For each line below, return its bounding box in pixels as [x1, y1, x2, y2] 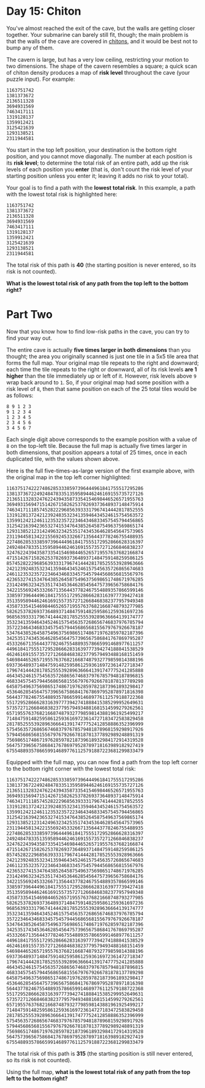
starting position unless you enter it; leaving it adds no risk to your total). [6, 172, 189, 179]
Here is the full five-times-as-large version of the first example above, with [6, 467, 195, 474]
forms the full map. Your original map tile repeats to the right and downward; [6, 359, 199, 367]
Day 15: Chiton [6, 4, 81, 18]
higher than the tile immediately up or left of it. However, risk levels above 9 [6, 372, 197, 379]
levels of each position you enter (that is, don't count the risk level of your [6, 165, 193, 173]
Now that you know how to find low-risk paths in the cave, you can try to [6, 327, 190, 335]
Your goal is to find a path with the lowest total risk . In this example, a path [6, 184, 196, 191]
